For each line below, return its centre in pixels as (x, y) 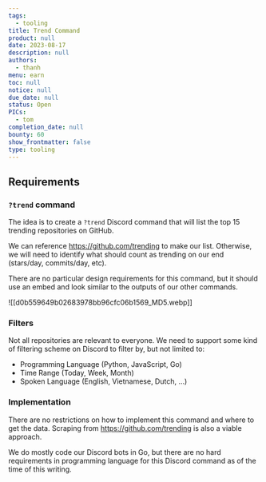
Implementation (40, 402)
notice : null (30, 90)
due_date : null (34, 98)
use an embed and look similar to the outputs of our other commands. (123, 287)
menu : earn (26, 75)
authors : (23, 61)
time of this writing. (40, 469)
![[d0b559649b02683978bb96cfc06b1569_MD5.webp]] (101, 303)
